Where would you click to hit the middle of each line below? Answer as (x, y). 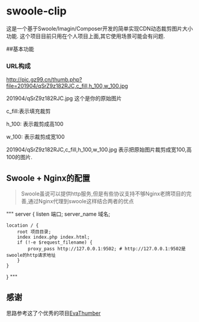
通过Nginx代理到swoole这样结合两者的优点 (81, 201)
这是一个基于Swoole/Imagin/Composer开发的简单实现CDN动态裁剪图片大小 (100, 28)
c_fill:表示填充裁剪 (29, 111)
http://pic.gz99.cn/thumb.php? (44, 80)
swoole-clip (37, 11)
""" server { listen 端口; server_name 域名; (58, 214)
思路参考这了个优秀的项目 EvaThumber (54, 313)
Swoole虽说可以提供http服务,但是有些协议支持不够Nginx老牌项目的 (103, 194)
